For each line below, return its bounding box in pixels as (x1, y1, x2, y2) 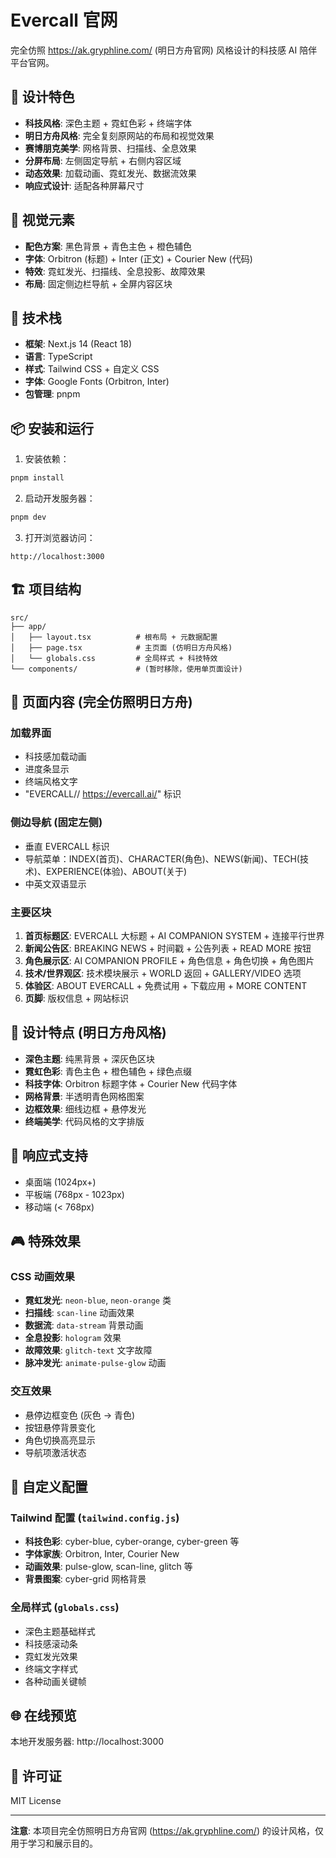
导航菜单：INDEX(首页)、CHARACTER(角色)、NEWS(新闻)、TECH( (24, 852, 300, 865)
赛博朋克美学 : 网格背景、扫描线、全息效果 (24, 142, 197, 154)
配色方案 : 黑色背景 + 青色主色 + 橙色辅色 (24, 240, 193, 252)
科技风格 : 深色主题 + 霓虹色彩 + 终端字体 (24, 117, 193, 129)
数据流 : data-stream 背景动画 (24, 1319, 144, 1331)
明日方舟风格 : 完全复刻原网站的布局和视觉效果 (24, 129, 215, 141)
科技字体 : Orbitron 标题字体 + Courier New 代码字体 (24, 1077, 238, 1090)
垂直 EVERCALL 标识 (24, 840, 110, 852)
